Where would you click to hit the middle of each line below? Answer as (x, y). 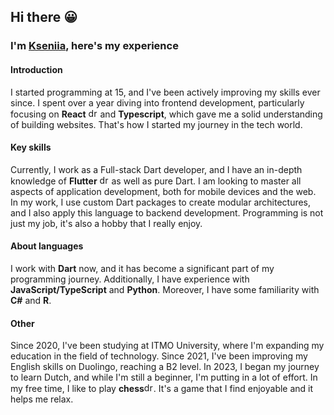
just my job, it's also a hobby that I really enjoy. (106, 223)
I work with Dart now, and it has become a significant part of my (142, 268)
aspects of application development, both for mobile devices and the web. (163, 191)
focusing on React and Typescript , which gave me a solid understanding (166, 114)
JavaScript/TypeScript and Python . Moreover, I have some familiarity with (165, 289)
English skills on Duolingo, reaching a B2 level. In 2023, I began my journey (165, 367)
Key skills (31, 147)
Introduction (36, 69)
